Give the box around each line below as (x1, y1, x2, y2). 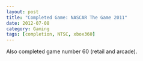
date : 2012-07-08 (6, 20, 50, 26)
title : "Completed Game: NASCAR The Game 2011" (6, 14, 128, 21)
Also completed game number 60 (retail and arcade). (6, 48, 138, 55)
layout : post (6, 8, 39, 15)
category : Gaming (6, 25, 50, 32)
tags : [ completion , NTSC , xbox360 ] (6, 31, 96, 37)
